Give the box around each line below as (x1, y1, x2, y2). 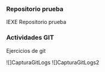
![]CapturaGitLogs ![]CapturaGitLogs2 (6, 59, 100, 66)
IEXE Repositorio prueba (6, 19, 67, 26)
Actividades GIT (6, 34, 54, 42)
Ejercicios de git (6, 47, 46, 54)
